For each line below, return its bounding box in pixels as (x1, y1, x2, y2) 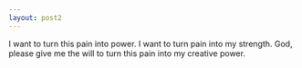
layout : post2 (8, 13, 63, 23)
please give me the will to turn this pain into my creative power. (8, 47, 245, 59)
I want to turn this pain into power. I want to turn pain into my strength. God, (8, 38, 293, 49)
